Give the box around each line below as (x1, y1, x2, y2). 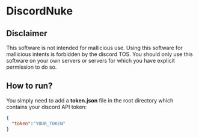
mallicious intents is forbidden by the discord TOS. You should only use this (6, 51, 194, 58)
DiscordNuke (6, 4, 73, 18)
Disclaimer (6, 28, 47, 39)
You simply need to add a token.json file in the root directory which (6, 96, 174, 104)
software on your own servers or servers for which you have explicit (6, 57, 176, 64)
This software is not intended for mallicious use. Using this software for (6, 44, 183, 51)
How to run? (6, 81, 53, 91)
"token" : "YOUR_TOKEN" (11, 121, 66, 127)
